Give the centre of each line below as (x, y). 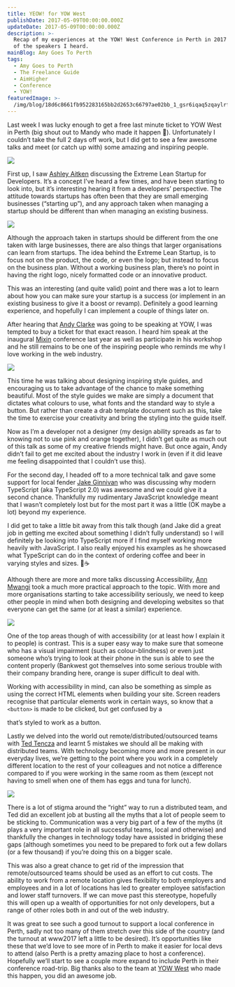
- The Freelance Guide (47, 72)
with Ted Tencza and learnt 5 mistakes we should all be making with (105, 743)
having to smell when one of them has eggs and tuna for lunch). (99, 780)
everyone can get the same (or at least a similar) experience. (95, 609)
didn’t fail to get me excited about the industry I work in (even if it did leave (115, 454)
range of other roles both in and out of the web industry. (88, 910)
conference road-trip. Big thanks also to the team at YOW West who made (114, 968)
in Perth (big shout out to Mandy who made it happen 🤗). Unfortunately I (111, 132)
